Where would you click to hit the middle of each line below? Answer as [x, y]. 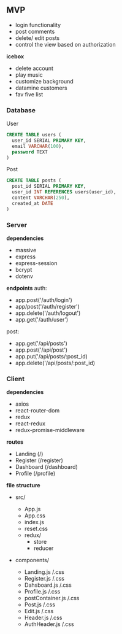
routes [15, 442]
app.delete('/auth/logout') [48, 313]
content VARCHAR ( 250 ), [41, 198]
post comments [35, 31]
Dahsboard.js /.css [48, 585]
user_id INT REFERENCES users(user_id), [64, 192]
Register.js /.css [44, 579]
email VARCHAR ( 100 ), [38, 146]
